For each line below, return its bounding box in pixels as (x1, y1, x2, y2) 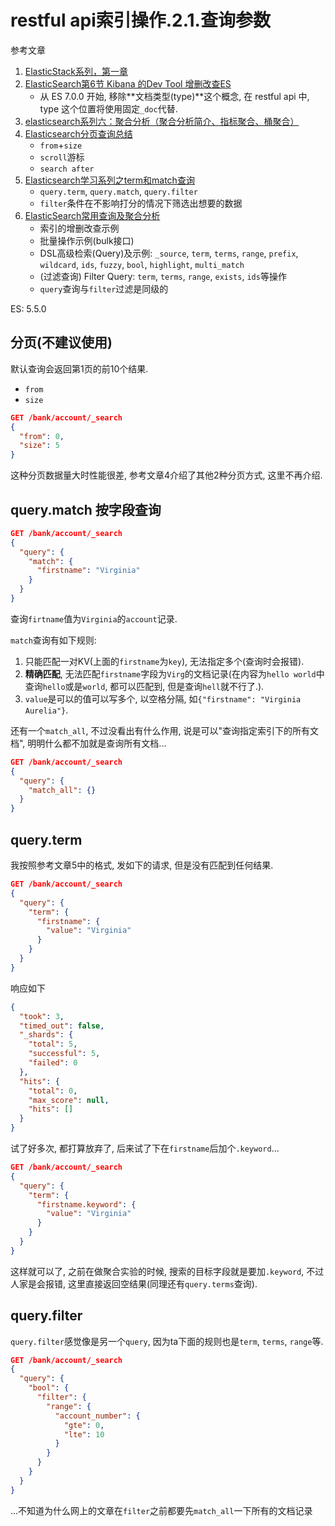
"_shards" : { (19, 1030, 74, 1040)
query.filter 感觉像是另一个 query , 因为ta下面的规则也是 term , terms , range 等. (10, 1335, 324, 1347)
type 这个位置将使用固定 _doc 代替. (39, 102, 178, 115)
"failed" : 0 (28, 1058, 78, 1068)
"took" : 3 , (19, 1011, 65, 1021)
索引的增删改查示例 (39, 222, 120, 234)
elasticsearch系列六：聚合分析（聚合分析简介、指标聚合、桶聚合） (24, 115, 300, 127)
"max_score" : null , (28, 1095, 110, 1105)
